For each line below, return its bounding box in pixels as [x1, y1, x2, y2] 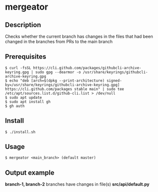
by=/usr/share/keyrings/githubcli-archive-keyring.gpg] [5, 82, 120, 87]
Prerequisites [5, 53, 46, 61]
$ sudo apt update [5, 95, 42, 100]
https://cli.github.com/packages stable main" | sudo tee [5, 87, 124, 91]
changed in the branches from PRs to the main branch [5, 39, 113, 44]
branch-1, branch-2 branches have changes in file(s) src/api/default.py [5, 181, 150, 187]
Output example [5, 168, 55, 177]
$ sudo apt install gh [5, 99, 51, 104]
